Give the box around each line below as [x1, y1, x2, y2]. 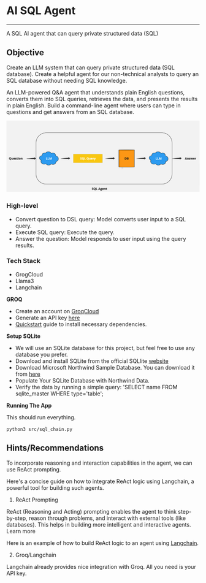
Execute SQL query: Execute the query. [15, 228, 115, 236]
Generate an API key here [15, 314, 80, 321]
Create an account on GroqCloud [15, 307, 99, 314]
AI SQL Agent [6, 4, 76, 18]
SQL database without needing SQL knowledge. [6, 77, 128, 84]
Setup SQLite [6, 332, 41, 340]
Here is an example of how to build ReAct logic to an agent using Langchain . [6, 539, 199, 546]
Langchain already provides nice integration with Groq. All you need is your [6, 563, 196, 570]
